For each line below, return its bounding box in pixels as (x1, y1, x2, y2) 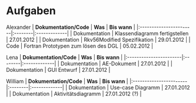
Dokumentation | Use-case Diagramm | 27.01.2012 (68, 84, 190, 91)
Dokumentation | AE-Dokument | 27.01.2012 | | (61, 60, 172, 67)
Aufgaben (6, 4, 56, 18)
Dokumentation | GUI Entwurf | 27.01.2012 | (6, 66, 111, 73)
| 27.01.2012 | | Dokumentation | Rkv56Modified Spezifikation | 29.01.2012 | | (6, 36, 191, 43)
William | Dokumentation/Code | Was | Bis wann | (6, 78, 128, 85)
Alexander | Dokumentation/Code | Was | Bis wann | (6, 24, 135, 31)
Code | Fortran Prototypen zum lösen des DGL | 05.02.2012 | (6, 42, 154, 49)
